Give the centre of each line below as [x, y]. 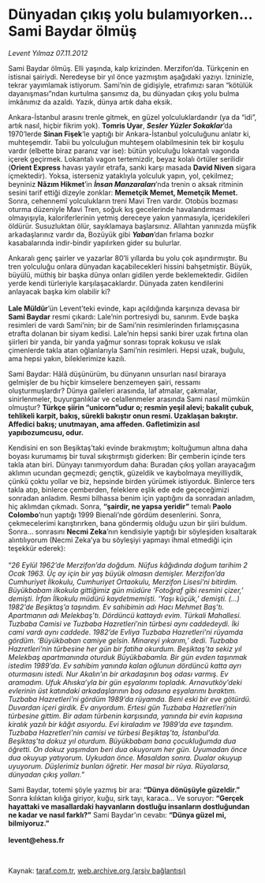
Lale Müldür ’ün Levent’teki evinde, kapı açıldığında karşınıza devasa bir [124, 308]
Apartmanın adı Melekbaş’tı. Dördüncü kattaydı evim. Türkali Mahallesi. [125, 615]
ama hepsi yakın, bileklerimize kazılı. [67, 358]
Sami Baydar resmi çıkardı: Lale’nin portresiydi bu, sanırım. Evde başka [123, 316]
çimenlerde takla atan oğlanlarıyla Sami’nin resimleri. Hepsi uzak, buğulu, [127, 350]
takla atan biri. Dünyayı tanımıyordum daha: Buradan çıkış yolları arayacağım [132, 464]
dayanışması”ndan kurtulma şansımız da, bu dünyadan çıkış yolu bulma [124, 93]
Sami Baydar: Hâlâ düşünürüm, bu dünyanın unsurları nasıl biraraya [117, 374]
